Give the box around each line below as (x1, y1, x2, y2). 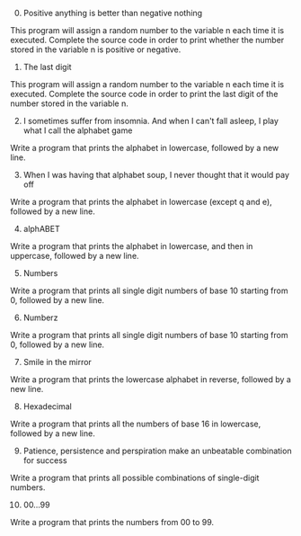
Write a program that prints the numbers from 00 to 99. (10, 517, 215, 527)
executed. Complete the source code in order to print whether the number (10, 35, 285, 45)
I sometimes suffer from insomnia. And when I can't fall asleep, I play (22, 116, 279, 126)
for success (22, 455, 67, 466)
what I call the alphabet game (22, 125, 133, 136)
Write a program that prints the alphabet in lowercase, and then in (10, 241, 253, 251)
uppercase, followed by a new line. (10, 251, 139, 261)
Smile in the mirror (22, 357, 93, 367)
